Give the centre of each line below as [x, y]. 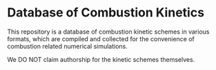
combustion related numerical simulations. [67, 46]
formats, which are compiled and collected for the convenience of [101, 38]
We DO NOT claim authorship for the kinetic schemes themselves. [101, 59]
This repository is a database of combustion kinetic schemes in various [108, 32]
